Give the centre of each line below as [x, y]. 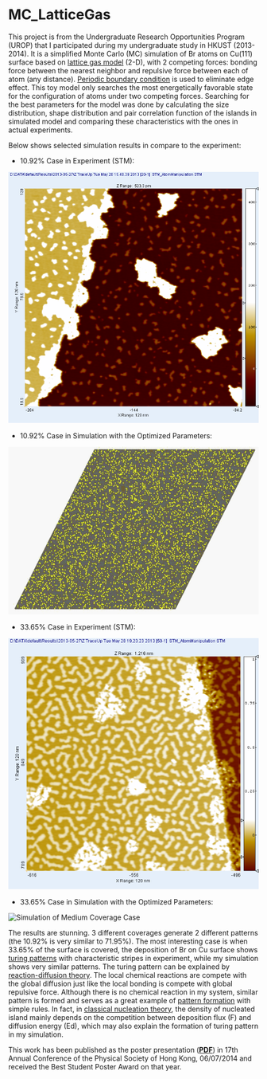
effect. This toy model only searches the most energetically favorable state [131, 87]
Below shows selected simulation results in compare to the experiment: [125, 145]
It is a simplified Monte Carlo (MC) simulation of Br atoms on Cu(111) [141, 53]
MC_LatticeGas [60, 15]
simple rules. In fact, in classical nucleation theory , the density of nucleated [132, 1009]
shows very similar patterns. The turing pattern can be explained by [119, 967]
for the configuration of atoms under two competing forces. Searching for [129, 96]
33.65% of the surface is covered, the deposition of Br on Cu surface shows [133, 949]
